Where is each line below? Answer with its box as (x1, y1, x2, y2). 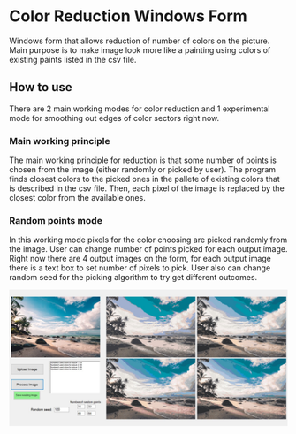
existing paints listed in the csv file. (9, 54, 137, 65)
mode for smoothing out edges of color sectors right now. (9, 112, 220, 123)
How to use (9, 80, 72, 95)
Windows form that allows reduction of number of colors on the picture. (9, 35, 270, 46)
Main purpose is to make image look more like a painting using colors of (9, 44, 271, 55)
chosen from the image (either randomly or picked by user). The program (9, 164, 277, 175)
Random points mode (9, 214, 103, 226)
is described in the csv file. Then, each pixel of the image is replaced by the (9, 183, 285, 194)
